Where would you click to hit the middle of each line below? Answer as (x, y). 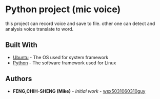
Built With (21, 45)
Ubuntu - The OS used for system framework (61, 57)
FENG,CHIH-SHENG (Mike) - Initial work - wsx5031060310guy (79, 91)
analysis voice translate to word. (39, 29)
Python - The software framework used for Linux (64, 63)
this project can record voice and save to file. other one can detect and (80, 23)
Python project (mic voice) (63, 9)
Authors (19, 79)
